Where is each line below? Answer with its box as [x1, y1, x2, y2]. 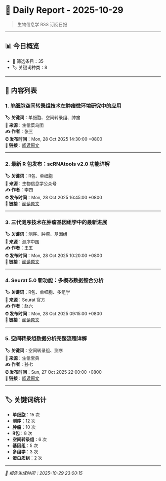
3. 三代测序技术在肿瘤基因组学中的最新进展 [5, 219, 107, 225]
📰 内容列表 [5, 87, 37, 95]
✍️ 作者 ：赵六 [5, 303, 34, 309]
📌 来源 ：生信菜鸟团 [5, 122, 44, 128]
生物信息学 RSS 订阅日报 [17, 21, 68, 27]
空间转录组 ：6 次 [12, 437, 47, 442]
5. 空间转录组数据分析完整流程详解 [5, 335, 87, 342]
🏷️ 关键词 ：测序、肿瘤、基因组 [5, 231, 68, 237]
